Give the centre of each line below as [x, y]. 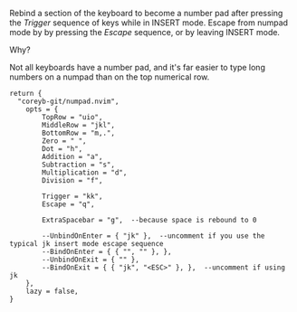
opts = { [42, 109]
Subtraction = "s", [79, 165]
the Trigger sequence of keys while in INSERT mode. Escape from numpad [148, 23]
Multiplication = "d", [85, 173]
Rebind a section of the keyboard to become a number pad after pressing [146, 13]
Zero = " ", [65, 141]
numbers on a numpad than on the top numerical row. [110, 77]
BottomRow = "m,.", [79, 133]
